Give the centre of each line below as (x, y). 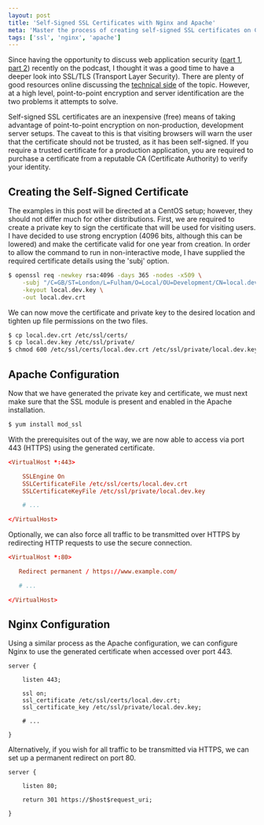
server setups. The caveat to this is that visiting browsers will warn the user (130, 134)
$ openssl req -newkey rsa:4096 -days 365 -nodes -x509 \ (105, 276)
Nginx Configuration (59, 625)
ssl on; (35, 694)
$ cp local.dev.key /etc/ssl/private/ (71, 342)
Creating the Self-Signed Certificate (99, 192)
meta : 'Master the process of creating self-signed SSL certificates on (130, 30)
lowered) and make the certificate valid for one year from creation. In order (129, 244)
